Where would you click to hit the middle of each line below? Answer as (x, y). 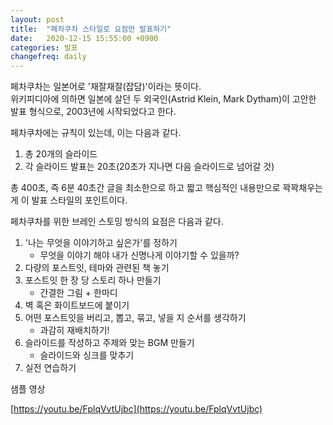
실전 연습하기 (50, 368)
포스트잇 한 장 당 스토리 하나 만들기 (93, 280)
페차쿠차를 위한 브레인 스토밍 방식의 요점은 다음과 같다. (117, 222)
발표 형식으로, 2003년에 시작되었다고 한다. (93, 112)
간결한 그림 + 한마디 (78, 293)
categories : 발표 (44, 47)
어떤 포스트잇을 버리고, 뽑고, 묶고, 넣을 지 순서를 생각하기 (135, 318)
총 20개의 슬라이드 (61, 154)
